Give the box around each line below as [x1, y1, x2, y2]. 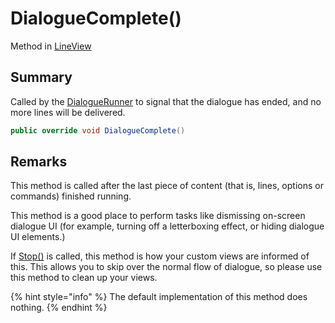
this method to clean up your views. [10, 272, 158, 284]
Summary [10, 69, 73, 86]
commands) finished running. [10, 190, 132, 202]
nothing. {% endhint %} [10, 302, 108, 314]
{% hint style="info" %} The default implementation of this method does [10, 291, 308, 303]
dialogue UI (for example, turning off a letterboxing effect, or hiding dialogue [10, 220, 325, 232]
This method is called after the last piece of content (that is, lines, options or [10, 180, 324, 192]
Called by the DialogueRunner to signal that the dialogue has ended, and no [10, 95, 322, 107]
